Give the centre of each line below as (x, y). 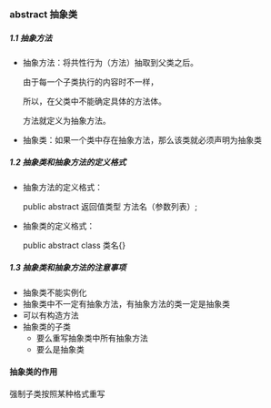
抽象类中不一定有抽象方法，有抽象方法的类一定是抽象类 (126, 303)
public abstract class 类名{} (74, 245)
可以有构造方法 (50, 315)
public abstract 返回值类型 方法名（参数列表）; (110, 206)
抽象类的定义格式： (59, 226)
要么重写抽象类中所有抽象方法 (92, 338)
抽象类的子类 (46, 326)
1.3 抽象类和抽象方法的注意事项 (68, 268)
